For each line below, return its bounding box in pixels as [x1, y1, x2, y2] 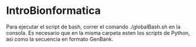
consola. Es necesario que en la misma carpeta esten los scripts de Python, [6, 29, 190, 36]
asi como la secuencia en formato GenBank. [6, 35, 114, 42]
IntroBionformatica [6, 4, 102, 17]
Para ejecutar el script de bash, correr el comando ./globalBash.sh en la [6, 23, 181, 30]
